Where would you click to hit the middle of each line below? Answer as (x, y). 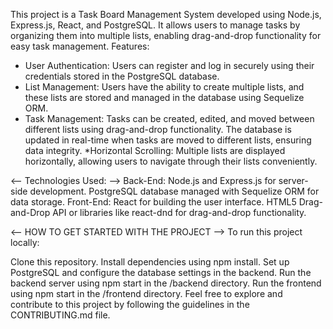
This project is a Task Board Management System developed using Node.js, (166, 14)
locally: (25, 242)
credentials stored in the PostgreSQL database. (122, 76)
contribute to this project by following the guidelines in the (130, 304)
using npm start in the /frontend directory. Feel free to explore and (146, 293)
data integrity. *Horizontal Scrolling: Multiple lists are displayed (155, 150)
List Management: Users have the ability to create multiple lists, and (164, 87)
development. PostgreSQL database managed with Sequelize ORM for (174, 191)
